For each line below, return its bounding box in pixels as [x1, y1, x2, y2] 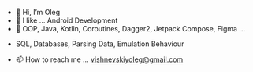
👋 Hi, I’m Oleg [15, 8, 61, 16]
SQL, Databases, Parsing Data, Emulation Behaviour [15, 39, 184, 49]
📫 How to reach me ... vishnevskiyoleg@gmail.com [15, 55, 184, 64]
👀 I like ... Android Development [15, 16, 118, 25]
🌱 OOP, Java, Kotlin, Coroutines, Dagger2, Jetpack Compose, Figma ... [15, 24, 246, 33]
